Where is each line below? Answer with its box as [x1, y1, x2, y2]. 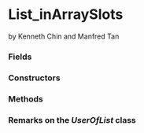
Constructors [8, 72, 61, 83]
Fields [8, 51, 32, 62]
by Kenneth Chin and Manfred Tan [8, 31, 120, 41]
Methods [8, 93, 43, 104]
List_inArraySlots [8, 6, 124, 24]
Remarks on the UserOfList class [8, 114, 136, 125]
